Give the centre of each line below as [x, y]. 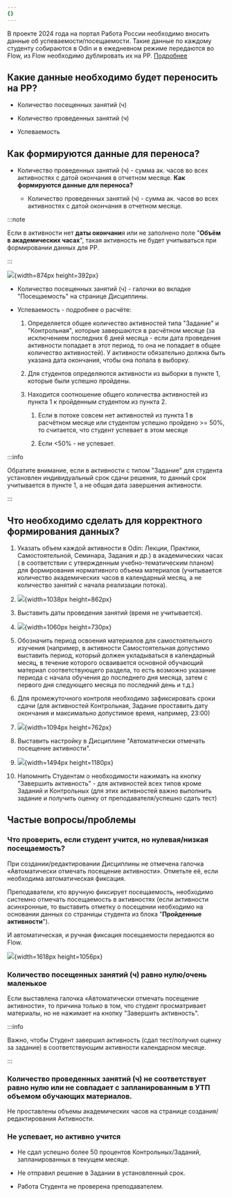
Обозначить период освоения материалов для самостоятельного [115, 641]
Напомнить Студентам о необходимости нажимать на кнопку [109, 776]
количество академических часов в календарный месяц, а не [109, 578]
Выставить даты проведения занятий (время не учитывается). [110, 613]
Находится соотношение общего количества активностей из [118, 395]
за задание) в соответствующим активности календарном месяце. [107, 1048]
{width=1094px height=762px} [68, 727]
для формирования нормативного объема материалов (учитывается [119, 570]
